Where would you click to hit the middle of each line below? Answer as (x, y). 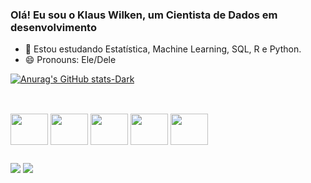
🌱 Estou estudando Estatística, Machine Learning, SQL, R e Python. (163, 49)
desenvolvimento (53, 27)
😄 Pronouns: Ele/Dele (70, 60)
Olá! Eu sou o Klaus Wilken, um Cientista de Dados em (144, 15)
